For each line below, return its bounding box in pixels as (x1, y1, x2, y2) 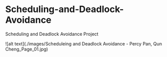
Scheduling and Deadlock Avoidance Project (5, 31, 99, 37)
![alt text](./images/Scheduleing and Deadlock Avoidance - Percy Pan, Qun (5, 40, 162, 46)
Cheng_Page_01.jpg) (5, 46, 48, 52)
